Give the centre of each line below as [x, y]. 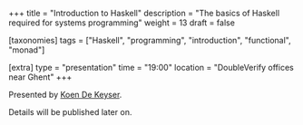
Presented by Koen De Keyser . [65, 95]
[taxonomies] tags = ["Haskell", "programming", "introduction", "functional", [150, 40]
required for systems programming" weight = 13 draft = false [122, 23]
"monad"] [27, 50]
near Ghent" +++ [40, 77]
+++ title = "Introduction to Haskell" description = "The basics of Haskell [144, 13]
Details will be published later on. [70, 112]
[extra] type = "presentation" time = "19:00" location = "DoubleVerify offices [151, 67]
